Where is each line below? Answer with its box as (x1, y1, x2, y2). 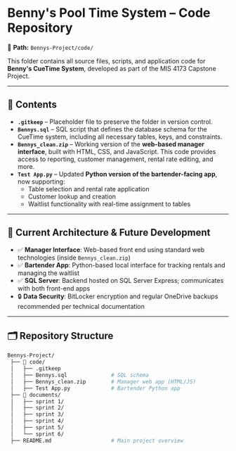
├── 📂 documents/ (10, 391, 61, 398)
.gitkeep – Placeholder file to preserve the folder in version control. (17, 117, 213, 126)
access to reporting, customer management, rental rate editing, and (17, 155, 214, 163)
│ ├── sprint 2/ (10, 405, 65, 412)
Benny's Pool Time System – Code (7, 5, 211, 21)
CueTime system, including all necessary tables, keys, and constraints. (17, 132, 223, 141)
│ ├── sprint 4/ (10, 417, 65, 425)
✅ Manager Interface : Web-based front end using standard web (17, 245, 205, 254)
